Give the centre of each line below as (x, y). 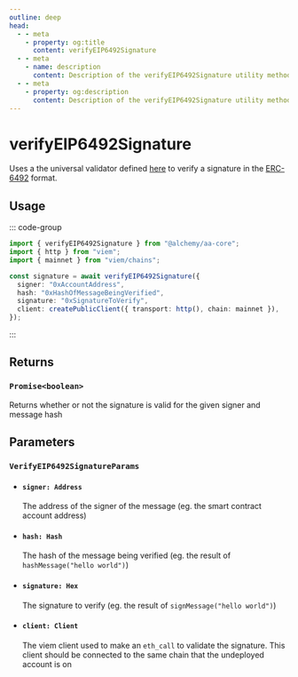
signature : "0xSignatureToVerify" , (83, 301)
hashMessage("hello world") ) (75, 565)
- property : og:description (77, 92)
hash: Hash (42, 537)
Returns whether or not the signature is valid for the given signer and (135, 404)
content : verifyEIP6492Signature (94, 51)
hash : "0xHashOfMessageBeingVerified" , (91, 293)
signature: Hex (50, 586)
